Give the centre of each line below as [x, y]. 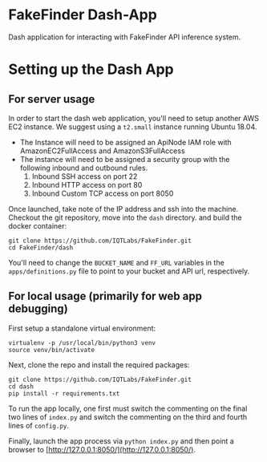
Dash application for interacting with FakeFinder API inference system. [125, 37]
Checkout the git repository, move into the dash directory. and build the [125, 217]
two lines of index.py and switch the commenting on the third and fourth [128, 417]
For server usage [52, 99]
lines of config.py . [39, 425]
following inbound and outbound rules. [84, 168]
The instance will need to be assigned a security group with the [125, 159]
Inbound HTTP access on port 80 [87, 184]
